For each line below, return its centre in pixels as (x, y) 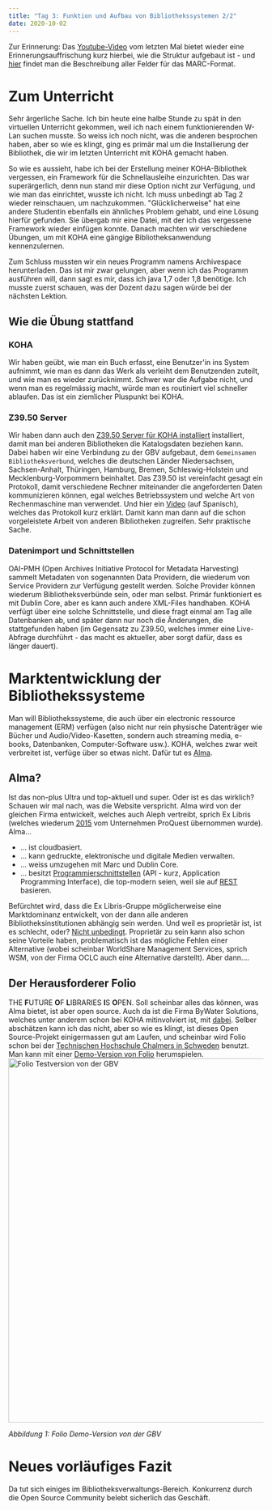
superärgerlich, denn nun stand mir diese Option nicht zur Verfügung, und (132, 186)
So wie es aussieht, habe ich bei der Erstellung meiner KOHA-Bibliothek (128, 169)
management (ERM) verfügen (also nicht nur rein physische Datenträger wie (136, 727)
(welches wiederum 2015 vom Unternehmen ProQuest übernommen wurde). (136, 823)
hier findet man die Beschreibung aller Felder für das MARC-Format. (122, 64)
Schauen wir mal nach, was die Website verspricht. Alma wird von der (125, 806)
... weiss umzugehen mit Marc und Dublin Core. (99, 865)
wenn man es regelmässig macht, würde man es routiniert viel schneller (128, 388)
